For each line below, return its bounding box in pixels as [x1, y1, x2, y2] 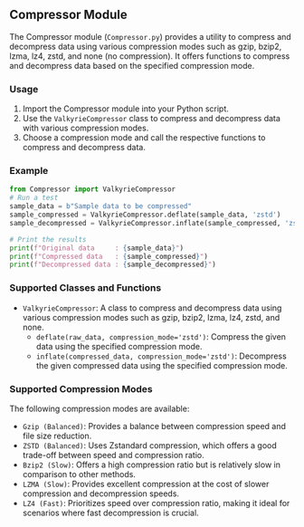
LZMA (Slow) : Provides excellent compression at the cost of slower [22, 478, 270, 489]
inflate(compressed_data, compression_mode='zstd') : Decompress [35, 350, 287, 361]
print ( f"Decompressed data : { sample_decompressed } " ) [9, 260, 217, 270]
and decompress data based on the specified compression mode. [9, 60, 255, 71]
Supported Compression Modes [9, 382, 154, 395]
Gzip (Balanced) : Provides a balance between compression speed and [22, 420, 287, 431]
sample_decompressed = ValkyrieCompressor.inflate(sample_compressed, [9, 218, 281, 227]
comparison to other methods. [22, 468, 136, 479]
